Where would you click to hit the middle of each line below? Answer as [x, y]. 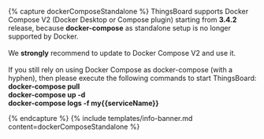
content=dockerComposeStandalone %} [74, 126]
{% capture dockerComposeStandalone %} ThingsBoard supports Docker [128, 11]
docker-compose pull [44, 86]
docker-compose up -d [47, 95]
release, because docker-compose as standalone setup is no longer [119, 28]
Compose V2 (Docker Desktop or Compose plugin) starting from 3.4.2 [123, 20]
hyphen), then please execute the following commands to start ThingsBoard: [132, 78]
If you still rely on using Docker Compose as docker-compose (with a [121, 69]
